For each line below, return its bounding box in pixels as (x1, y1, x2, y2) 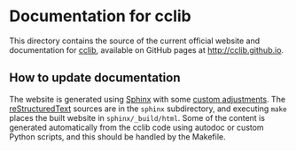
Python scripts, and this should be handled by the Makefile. (9, 131, 226, 142)
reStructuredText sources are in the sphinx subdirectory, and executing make (9, 103, 287, 114)
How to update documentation (9, 71, 181, 86)
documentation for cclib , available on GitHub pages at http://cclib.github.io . (9, 44, 284, 55)
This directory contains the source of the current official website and (9, 35, 261, 46)
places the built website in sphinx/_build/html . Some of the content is (9, 112, 266, 123)
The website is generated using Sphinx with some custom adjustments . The (9, 94, 286, 104)
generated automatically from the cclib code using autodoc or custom (9, 122, 264, 132)
